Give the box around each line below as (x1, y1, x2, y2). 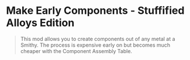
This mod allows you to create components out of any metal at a (20, 35, 175, 42)
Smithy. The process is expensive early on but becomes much (20, 42, 171, 48)
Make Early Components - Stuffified (6, 4, 185, 17)
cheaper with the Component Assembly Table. (20, 47, 133, 54)
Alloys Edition (6, 16, 75, 29)
